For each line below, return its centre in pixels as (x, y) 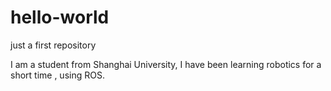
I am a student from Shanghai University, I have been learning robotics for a (166, 64)
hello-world (60, 17)
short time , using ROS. (57, 75)
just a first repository (53, 45)
